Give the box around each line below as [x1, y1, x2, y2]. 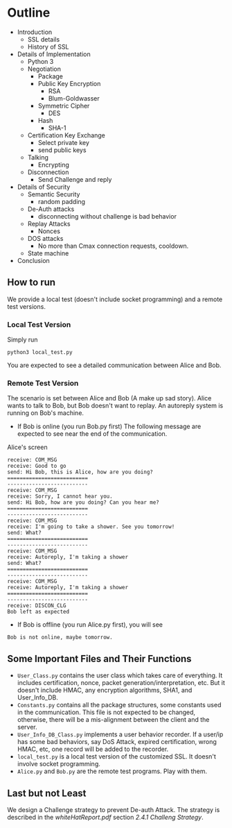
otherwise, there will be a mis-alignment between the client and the [17, 716, 210, 724]
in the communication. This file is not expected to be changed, [17, 708, 196, 716]
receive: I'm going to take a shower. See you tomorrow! [7, 523, 175, 530]
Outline [7, 5, 51, 21]
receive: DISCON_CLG [7, 602, 67, 609]
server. [17, 723, 38, 732]
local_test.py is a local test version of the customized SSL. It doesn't [17, 752, 217, 761]
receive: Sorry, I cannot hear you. [7, 493, 113, 500]
